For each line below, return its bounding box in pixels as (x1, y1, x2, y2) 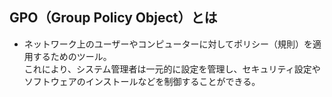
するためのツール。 (32, 50, 112, 62)
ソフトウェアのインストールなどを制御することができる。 (23, 75, 261, 87)
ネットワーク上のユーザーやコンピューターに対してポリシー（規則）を (23, 38, 314, 50)
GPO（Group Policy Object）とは (9, 9, 218, 27)
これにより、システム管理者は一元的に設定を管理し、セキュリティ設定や (23, 63, 321, 75)
